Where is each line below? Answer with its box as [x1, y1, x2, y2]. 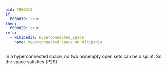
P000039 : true [10, 16, 39, 21]
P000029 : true [10, 26, 39, 31]
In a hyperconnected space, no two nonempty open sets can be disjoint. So [5, 53, 162, 59]
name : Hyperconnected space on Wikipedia [14, 40, 102, 45]
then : [5, 21, 17, 26]
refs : [5, 30, 17, 35]
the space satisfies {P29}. [5, 58, 59, 65]
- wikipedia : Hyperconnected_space [10, 35, 85, 40]
